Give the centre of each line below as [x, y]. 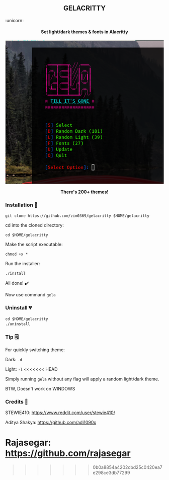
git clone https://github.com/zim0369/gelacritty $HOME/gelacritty [77, 216]
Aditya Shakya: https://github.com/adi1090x [51, 423]
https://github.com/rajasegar [68, 454]
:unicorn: [15, 20]
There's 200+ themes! [84, 192]
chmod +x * [17, 254]
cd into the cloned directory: [35, 225]
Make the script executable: [34, 245]
